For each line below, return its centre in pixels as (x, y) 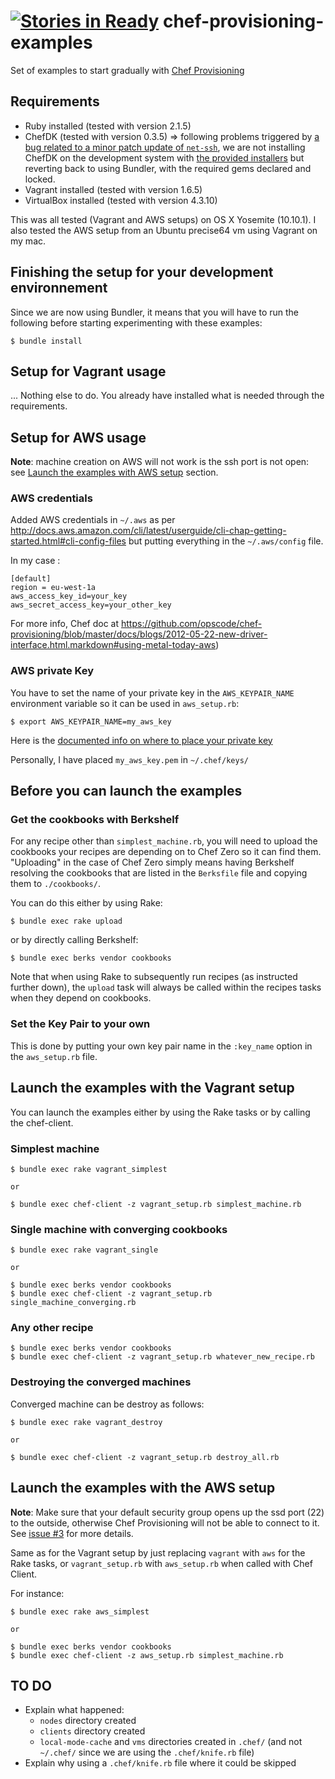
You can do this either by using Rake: (86, 903)
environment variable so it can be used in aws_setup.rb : (125, 703)
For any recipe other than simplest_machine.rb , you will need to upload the (164, 841)
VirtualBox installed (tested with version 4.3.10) (121, 200)
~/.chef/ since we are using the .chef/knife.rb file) (147, 1752)
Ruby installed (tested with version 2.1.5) (108, 126)
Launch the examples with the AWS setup (143, 1488)
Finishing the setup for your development (142, 272)
